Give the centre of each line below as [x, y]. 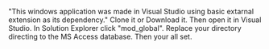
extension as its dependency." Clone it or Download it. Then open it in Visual [135, 20]
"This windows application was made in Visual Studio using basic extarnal [131, 11]
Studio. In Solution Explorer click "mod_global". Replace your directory [125, 28]
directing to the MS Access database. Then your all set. [100, 36]
